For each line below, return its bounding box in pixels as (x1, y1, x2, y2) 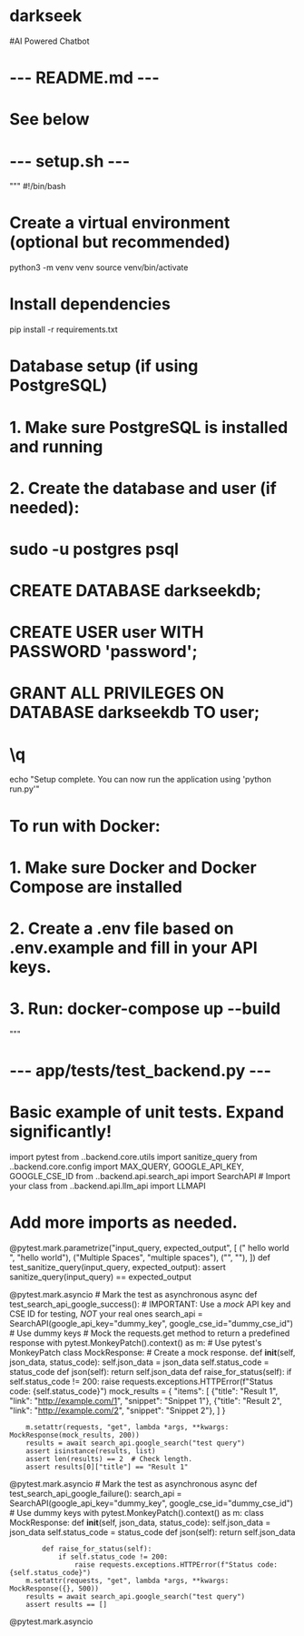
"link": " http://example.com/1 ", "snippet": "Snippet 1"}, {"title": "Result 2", (9, 1395, 283, 1406)
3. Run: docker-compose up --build (9, 998, 281, 1019)
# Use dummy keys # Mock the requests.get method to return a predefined (9, 1328, 290, 1338)
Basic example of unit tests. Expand (9, 1102, 284, 1123)
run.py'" (9, 783, 40, 794)
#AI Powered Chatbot (9, 35, 90, 46)
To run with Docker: (9, 815, 161, 836)
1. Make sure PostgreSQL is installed (9, 417, 289, 438)
